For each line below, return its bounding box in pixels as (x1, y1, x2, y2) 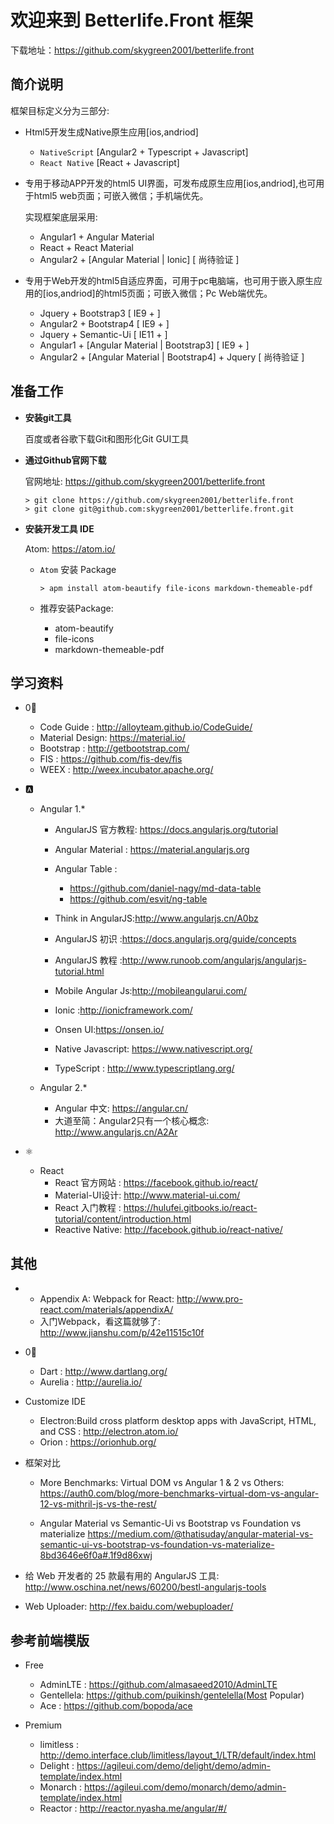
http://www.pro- (176, 1293, 243, 1305)
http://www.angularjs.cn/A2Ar (54, 1126, 178, 1138)
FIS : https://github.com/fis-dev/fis (39, 753, 183, 765)
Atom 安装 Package (39, 563, 117, 575)
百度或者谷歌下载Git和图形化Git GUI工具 (24, 432, 190, 445)
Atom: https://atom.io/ (24, 542, 116, 555)
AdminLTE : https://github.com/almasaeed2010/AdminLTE (39, 1679, 278, 1690)
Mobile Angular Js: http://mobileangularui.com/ (54, 985, 247, 997)
